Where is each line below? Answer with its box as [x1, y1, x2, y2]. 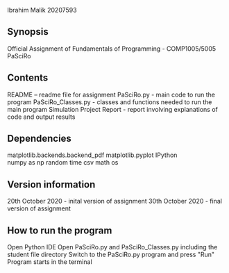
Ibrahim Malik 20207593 [7, 6, 78, 14]
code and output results [7, 113, 76, 121]
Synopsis [7, 26, 49, 38]
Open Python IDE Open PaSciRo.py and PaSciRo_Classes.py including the [7, 243, 218, 251]
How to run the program [7, 224, 112, 236]
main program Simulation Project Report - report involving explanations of [7, 105, 219, 113]
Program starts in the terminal [7, 258, 92, 266]
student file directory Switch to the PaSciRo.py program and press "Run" [7, 250, 215, 259]
